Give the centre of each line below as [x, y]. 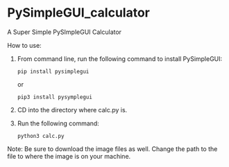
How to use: [24, 45]
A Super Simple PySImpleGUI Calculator [65, 32]
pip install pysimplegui [53, 71]
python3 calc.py [41, 136]
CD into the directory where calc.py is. [72, 109]
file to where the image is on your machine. [69, 156]
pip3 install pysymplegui [54, 97]
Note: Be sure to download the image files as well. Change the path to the [112, 149]
